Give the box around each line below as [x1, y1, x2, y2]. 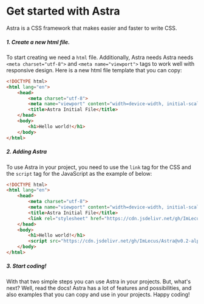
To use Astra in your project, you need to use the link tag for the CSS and [6, 163, 191, 171]
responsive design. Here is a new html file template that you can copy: [6, 66, 182, 74]
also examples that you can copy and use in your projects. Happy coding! [6, 291, 190, 298]
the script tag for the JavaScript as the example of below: [6, 170, 152, 177]
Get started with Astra [6, 4, 120, 18]
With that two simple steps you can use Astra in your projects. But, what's [6, 278, 191, 285]
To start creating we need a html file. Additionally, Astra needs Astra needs [6, 54, 194, 61]
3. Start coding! [6, 263, 47, 270]
